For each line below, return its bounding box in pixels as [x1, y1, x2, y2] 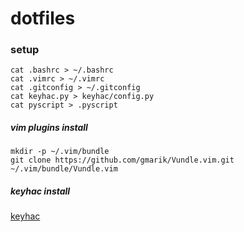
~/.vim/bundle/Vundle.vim [10, 164, 118, 174]
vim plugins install [10, 122, 88, 134]
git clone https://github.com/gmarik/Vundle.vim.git [10, 155, 235, 166]
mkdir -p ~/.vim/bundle [10, 147, 110, 157]
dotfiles [10, 7, 76, 30]
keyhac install [10, 185, 71, 197]
